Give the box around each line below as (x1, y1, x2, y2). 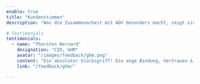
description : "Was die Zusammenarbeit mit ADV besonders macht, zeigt (6, 20, 185, 25)
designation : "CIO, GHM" (17, 47, 79, 53)
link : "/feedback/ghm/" (17, 63, 76, 69)
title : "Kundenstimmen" (6, 14, 65, 20)
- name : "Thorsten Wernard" (11, 41, 82, 47)
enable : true (6, 8, 39, 15)
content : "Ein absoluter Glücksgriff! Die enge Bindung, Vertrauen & (17, 57, 193, 64)
